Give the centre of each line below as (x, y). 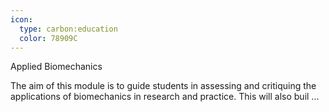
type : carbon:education (68, 29)
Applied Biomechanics (56, 67)
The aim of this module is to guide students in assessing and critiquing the (163, 86)
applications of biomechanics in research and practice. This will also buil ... (165, 97)
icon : (21, 19)
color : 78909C (48, 38)
